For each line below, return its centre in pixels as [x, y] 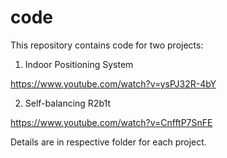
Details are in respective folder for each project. [108, 142]
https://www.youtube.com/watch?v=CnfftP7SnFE [111, 122]
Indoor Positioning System [79, 64]
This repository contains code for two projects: [107, 45]
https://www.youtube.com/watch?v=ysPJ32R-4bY [113, 83]
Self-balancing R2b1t [67, 103]
